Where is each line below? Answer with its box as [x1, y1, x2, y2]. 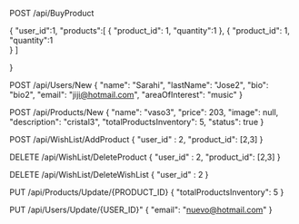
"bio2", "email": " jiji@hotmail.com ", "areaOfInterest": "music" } [9, 90, 244, 100]
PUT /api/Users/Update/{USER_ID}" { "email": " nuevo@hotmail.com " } [9, 204, 273, 215]
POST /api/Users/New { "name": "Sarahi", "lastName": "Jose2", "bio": [9, 80, 269, 90]
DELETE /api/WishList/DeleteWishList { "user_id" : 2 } [9, 170, 209, 180]
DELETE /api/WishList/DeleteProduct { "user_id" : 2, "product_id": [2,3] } [9, 151, 282, 162]
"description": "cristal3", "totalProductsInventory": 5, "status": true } [9, 117, 264, 127]
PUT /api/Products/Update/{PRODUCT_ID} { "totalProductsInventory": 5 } [9, 187, 284, 198]
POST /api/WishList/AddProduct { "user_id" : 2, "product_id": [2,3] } [9, 134, 264, 144]
